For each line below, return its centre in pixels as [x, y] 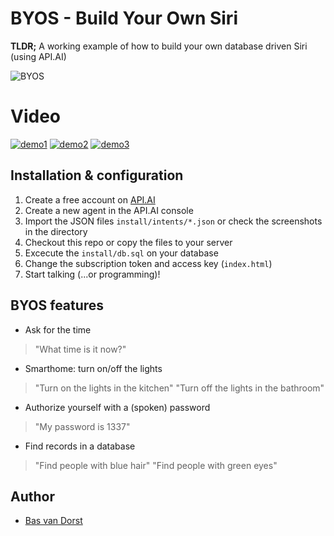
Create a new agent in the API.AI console [109, 210]
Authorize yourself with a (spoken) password [117, 407]
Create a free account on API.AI [90, 199]
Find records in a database [80, 446]
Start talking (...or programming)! [92, 274]
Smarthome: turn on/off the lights [93, 368]
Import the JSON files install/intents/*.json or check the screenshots [173, 221]
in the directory [56, 231]
